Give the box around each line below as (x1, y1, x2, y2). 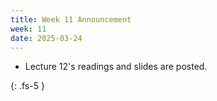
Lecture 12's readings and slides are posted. (24, 61, 208, 73)
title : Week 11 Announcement (10, 14, 132, 25)
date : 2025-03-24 (10, 33, 83, 43)
